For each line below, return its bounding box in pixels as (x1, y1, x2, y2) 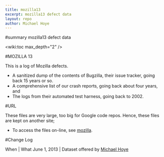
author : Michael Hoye (5, 21, 50, 26)
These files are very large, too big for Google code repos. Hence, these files (5, 113, 160, 119)
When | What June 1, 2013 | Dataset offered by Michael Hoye (5, 146, 129, 153)
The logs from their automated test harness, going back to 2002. (12, 94, 144, 99)
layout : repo (5, 16, 32, 21)
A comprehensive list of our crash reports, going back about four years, (12, 83, 158, 89)
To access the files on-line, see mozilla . (12, 127, 93, 133)
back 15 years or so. (12, 78, 53, 84)
